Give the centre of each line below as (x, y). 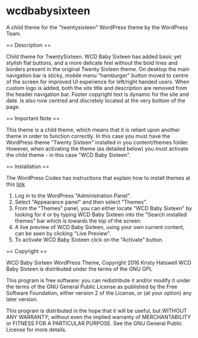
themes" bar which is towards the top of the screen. (78, 221)
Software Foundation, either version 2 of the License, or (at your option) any (99, 293)
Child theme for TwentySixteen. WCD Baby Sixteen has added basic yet (94, 56)
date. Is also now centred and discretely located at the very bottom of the (96, 100)
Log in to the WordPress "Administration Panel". (73, 195)
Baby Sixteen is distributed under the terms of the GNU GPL (79, 269)
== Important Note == (33, 118)
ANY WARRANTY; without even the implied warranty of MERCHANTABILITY (99, 317)
